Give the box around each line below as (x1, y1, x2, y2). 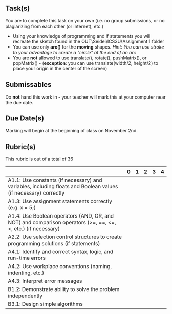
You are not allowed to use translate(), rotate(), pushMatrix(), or (12, 55, 147, 61)
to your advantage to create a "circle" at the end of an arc (12, 49, 137, 55)
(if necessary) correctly (8, 189, 65, 197)
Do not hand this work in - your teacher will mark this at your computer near (5, 94, 166, 100)
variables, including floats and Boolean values (8, 183, 118, 190)
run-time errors (8, 255, 46, 262)
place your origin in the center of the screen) (12, 65, 107, 71)
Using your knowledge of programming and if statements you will (12, 33, 151, 39)
